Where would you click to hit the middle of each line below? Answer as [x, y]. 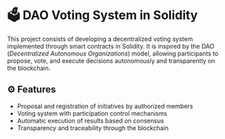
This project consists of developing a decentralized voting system [100, 39]
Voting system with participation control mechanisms [92, 113]
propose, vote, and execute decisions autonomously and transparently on [111, 60]
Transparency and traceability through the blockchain [93, 128]
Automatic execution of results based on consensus [91, 121]
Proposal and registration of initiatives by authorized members [105, 106]
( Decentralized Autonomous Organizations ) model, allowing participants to [113, 53]
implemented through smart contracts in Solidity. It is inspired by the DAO [111, 46]
